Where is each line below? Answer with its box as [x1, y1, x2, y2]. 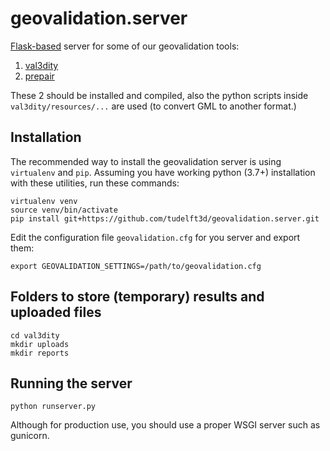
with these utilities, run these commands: [10, 177, 180, 189]
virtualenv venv [10, 196, 78, 206]
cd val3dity [10, 330, 60, 341]
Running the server [10, 375, 133, 392]
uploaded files [10, 304, 102, 321]
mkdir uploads [10, 339, 70, 349]
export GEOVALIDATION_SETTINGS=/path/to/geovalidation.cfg [10, 261, 262, 271]
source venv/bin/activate [10, 205, 118, 215]
